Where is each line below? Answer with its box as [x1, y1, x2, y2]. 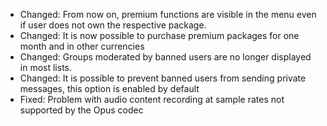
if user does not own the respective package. [19, 19, 207, 31]
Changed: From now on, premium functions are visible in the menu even [19, 9, 317, 20]
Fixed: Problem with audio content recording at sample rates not [19, 94, 285, 105]
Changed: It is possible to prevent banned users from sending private [19, 72, 307, 84]
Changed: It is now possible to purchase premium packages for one [19, 30, 300, 41]
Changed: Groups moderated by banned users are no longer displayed [19, 51, 312, 63]
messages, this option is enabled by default [19, 83, 200, 94]
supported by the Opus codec [19, 104, 144, 116]
